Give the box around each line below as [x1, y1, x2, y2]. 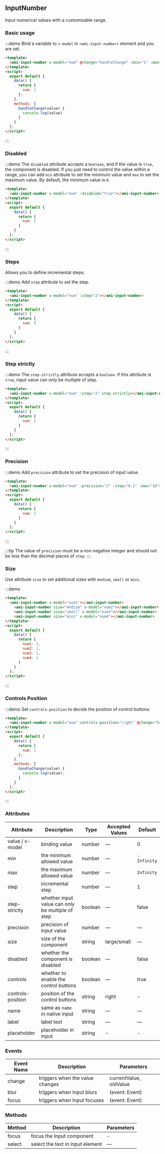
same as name [41, 1004, 72, 1011]
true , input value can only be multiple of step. [5, 377, 98, 383]
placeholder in [41, 1026, 75, 1033]
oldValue [110, 1080, 130, 1087]
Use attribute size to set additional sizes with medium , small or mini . [5, 577, 141, 582]
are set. [5, 46, 21, 52]
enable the [41, 976, 66, 983]
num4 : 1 [23, 655, 38, 660]
